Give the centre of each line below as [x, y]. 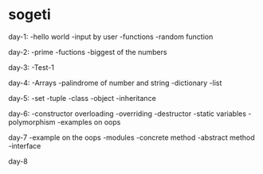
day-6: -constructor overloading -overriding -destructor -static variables [128, 114]
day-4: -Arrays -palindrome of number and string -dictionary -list [115, 83]
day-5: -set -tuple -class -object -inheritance [82, 98]
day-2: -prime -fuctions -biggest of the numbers [88, 52]
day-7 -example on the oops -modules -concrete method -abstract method [131, 137]
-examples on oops [89, 122]
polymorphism [32, 122]
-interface [25, 145]
